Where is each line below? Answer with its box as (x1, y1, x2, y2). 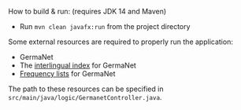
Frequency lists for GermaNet (19, 69, 116, 78)
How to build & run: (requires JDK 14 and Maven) (8, 7, 167, 16)
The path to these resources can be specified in (8, 84, 164, 93)
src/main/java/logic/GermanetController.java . (8, 93, 162, 101)
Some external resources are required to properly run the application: (8, 37, 234, 46)
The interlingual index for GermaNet (19, 60, 136, 70)
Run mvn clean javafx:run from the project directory (19, 22, 191, 31)
